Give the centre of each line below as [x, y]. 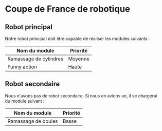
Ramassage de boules [33, 121]
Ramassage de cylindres [36, 59]
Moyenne [79, 59]
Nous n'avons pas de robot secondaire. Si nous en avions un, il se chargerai [81, 95]
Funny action [22, 67]
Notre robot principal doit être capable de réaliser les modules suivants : [77, 38]
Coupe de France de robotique [68, 9]
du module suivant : [25, 101]
